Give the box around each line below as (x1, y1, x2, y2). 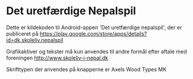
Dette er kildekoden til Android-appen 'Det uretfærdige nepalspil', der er (6, 24, 182, 31)
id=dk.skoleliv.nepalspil (6, 36, 64, 43)
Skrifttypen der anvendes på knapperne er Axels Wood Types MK (6, 65, 167, 72)
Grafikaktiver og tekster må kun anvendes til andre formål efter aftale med (6, 48, 187, 55)
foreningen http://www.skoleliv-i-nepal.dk (6, 54, 109, 61)
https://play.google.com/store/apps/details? (39, 30, 147, 37)
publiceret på (6, 30, 39, 37)
